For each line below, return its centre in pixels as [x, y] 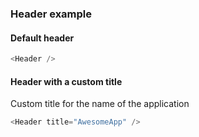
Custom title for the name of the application [100, 104]
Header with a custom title [66, 81]
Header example [51, 14]
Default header [42, 38]
